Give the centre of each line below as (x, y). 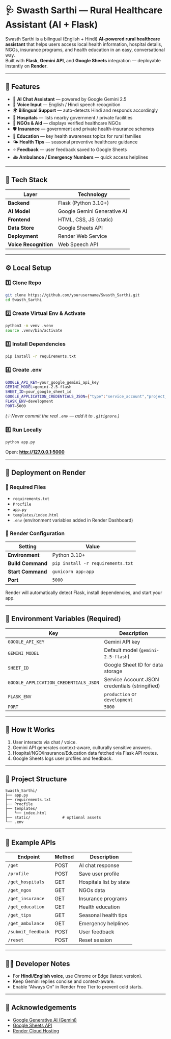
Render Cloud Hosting (36, 1031)
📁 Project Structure (36, 779)
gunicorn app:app (73, 572)
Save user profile (99, 874)
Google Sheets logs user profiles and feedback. (63, 758)
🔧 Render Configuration (35, 533)
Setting (27, 546)
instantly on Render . (27, 66)
